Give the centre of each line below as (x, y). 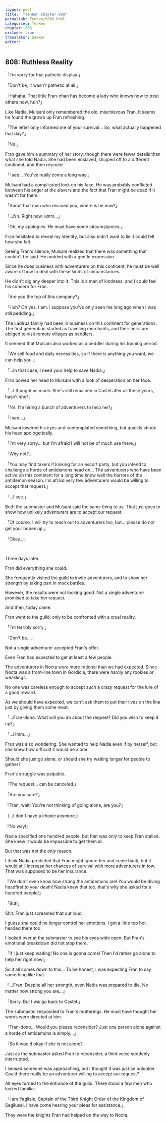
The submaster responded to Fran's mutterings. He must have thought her (81, 1011)
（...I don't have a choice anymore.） (43, 816)
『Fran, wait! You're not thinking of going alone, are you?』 (65, 805)
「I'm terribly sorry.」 (27, 627)
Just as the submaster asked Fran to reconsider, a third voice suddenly (78, 1054)
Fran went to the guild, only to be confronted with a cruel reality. (71, 617)
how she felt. (18, 241)
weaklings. (16, 677)
